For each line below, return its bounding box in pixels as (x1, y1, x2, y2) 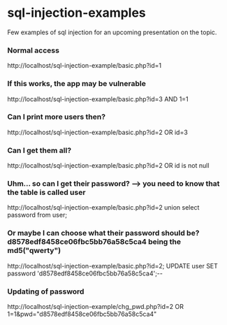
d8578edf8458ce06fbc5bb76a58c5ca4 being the (7, 237, 182, 247)
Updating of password (7, 287, 85, 296)
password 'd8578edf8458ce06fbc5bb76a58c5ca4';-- (7, 269, 163, 277)
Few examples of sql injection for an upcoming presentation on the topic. (7, 28, 217, 36)
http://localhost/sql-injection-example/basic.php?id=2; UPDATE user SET (7, 261, 219, 270)
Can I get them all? (7, 145, 72, 155)
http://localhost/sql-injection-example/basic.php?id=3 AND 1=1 (7, 94, 189, 103)
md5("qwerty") (7, 246, 61, 256)
